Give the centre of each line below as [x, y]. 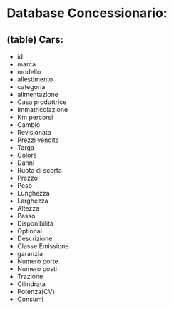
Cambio [29, 125]
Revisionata [34, 132]
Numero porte [37, 261]
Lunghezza [34, 193]
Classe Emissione [43, 246]
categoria [31, 87]
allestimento [35, 79]
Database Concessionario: [87, 13]
